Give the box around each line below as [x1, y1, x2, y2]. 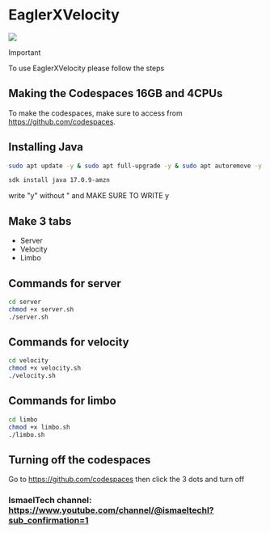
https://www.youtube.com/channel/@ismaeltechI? [8, 505, 214, 516]
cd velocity [8, 357, 49, 365]
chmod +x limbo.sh [8, 423, 70, 431]
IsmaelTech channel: [8, 495, 92, 506]
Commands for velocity [8, 335, 129, 349]
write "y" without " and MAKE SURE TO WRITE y [8, 191, 170, 201]
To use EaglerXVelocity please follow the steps [8, 63, 165, 73]
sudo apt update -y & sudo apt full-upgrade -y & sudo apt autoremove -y [8, 162, 263, 170]
